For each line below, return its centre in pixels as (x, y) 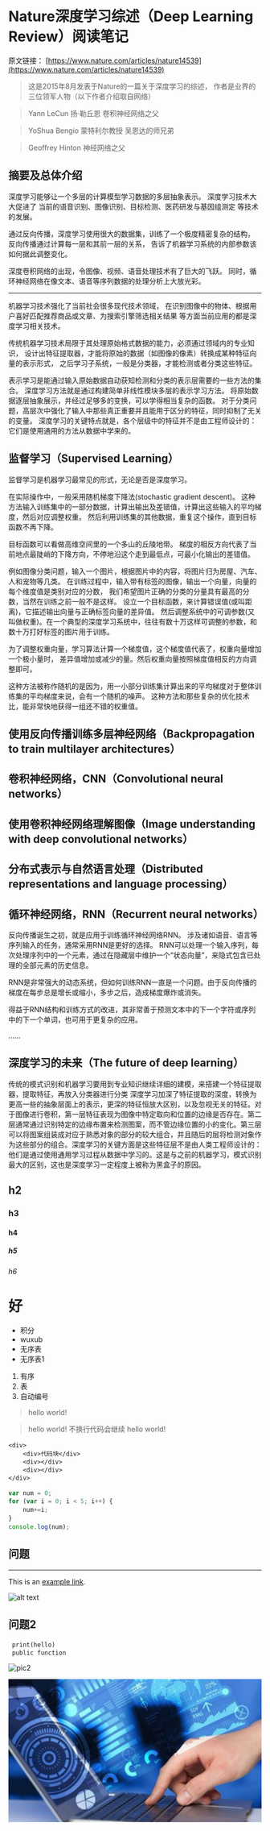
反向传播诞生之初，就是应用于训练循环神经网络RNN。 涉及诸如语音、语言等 (133, 935)
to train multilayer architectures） (94, 749)
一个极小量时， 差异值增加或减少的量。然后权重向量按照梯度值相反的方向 (129, 658)
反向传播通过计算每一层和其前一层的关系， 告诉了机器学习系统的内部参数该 (133, 243)
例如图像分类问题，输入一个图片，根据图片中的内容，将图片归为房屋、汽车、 (135, 571)
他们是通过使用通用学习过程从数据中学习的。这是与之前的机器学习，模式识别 (135, 1154)
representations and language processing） (121, 884)
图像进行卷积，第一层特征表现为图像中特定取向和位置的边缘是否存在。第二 (138, 1114)
